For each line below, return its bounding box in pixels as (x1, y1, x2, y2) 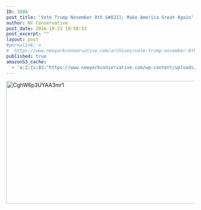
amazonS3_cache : (6, 59, 47, 65)
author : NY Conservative (6, 20, 68, 26)
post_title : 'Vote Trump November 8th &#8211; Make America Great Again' (6, 14, 194, 20)
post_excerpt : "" (6, 31, 50, 37)
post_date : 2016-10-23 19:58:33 (6, 25, 87, 32)
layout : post (6, 36, 39, 42)
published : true (6, 53, 47, 59)
